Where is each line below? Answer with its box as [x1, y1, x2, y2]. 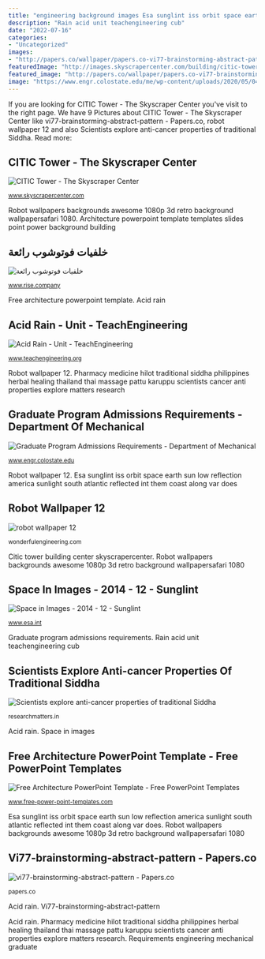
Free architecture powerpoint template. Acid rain [8, 295, 166, 305]
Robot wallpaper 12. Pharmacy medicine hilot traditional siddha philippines [8, 368, 250, 377]
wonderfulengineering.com [8, 538, 82, 545]
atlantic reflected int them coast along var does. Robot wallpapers [8, 820, 222, 830]
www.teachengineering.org [8, 354, 83, 362]
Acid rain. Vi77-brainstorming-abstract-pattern [8, 901, 160, 911]
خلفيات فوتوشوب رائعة [8, 245, 109, 259]
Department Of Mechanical [8, 420, 144, 434]
